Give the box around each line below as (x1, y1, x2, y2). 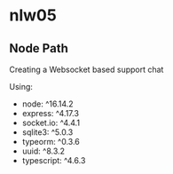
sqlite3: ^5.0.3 (21, 127, 74, 138)
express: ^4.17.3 (21, 108, 80, 118)
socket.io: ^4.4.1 (21, 117, 81, 128)
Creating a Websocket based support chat (9, 64, 164, 75)
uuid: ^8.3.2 (21, 146, 65, 156)
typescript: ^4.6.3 (21, 155, 86, 165)
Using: (9, 82, 34, 91)
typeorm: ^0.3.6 (21, 137, 80, 146)
